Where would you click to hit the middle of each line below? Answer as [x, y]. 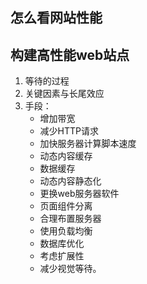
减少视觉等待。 [70, 269]
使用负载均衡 [66, 231]
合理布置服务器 [70, 219]
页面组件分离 [66, 206]
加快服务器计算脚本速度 [88, 144]
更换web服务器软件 [79, 194]
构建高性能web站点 [70, 54]
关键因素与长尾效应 [64, 94]
